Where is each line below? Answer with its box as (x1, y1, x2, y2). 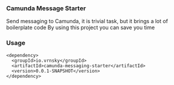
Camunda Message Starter (6, 4, 86, 12)
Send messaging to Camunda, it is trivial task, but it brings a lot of (6, 18, 169, 25)
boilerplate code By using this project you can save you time (6, 24, 155, 31)
